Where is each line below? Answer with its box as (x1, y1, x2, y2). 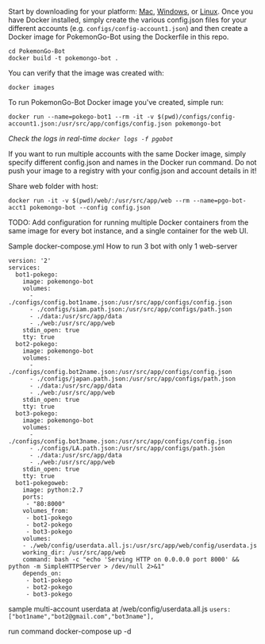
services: (8, 264, 41, 272)
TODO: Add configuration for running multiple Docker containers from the (8, 218, 249, 227)
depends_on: (22, 569, 62, 577)
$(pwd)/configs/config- (157, 113, 236, 121)
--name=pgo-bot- (193, 197, 247, 205)
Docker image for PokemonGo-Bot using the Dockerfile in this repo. (8, 32, 229, 41)
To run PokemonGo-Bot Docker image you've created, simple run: (8, 98, 225, 106)
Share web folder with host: (8, 182, 98, 191)
